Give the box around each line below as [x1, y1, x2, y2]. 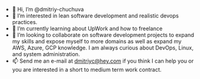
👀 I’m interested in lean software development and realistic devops [12, 12, 179, 19]
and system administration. [12, 51, 80, 57]
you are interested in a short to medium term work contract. [12, 66, 162, 73]
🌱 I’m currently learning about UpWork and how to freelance [12, 25, 163, 32]
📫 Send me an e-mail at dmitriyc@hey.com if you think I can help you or [12, 57, 194, 65]
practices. [12, 19, 38, 25]
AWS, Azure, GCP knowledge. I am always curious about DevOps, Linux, [12, 44, 194, 51]
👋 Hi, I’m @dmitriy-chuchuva [12, 6, 84, 13]
